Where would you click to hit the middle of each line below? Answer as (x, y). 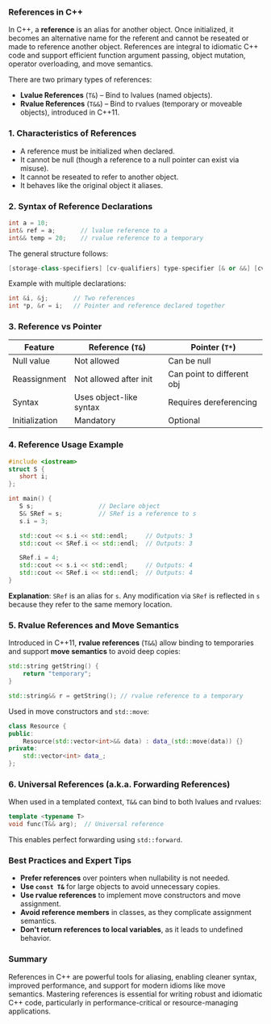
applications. (29, 1011)
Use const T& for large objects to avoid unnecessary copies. (120, 887)
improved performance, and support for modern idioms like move (117, 985)
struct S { (27, 469)
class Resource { (38, 726)
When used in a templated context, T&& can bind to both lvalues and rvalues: (135, 802)
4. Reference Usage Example (66, 445)
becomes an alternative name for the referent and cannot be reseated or (129, 38)
